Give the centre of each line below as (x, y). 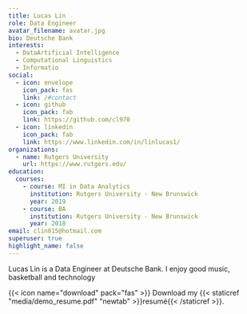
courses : (30, 179)
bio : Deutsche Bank (41, 38)
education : (26, 172)
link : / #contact (50, 97)
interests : (26, 46)
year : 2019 (48, 201)
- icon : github (41, 105)
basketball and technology (52, 277)
